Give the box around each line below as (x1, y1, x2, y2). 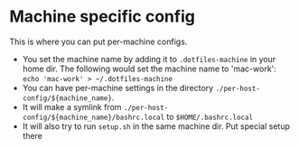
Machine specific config (9, 6, 196, 27)
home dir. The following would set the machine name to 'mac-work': (22, 63, 277, 74)
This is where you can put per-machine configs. (9, 36, 188, 47)
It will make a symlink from (22, 101, 122, 112)
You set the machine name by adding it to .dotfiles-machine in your (22, 53, 276, 64)
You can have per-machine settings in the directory (22, 82, 214, 93)
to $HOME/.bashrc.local (166, 111, 254, 122)
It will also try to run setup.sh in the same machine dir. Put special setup (22, 120, 291, 132)
